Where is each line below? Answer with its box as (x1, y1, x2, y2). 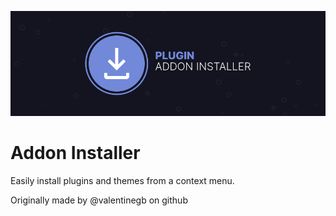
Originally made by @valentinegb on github (10, 194, 188, 206)
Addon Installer (10, 142, 141, 165)
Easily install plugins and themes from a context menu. (10, 175, 235, 187)
